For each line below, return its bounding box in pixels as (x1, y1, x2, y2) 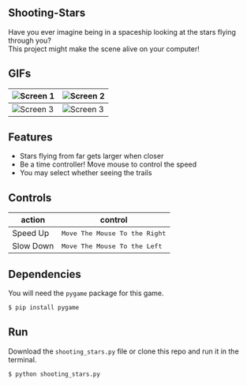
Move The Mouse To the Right (62, 229, 167, 238)
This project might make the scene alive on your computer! (8, 43, 200, 54)
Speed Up (12, 228, 50, 239)
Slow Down (12, 241, 54, 252)
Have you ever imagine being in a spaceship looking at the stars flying (8, 27, 237, 36)
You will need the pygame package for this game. (8, 288, 164, 298)
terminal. (8, 354, 37, 364)
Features (8, 130, 53, 144)
